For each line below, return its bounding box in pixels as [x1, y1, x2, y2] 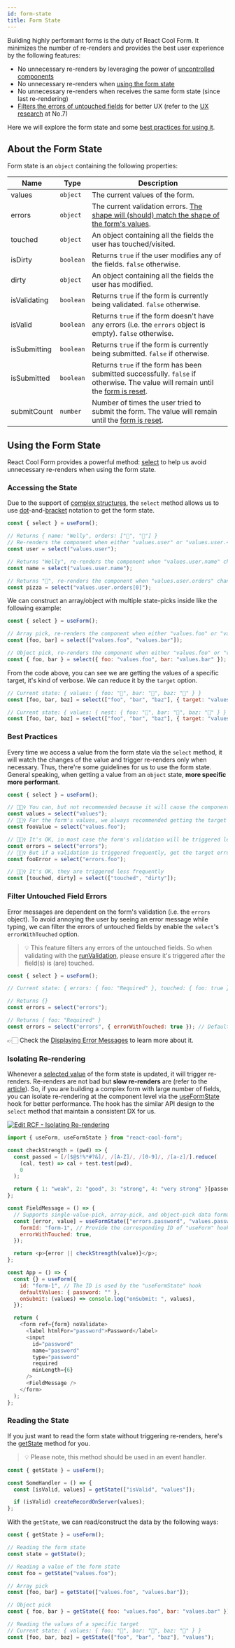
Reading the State [7, 1416, 69, 1426]
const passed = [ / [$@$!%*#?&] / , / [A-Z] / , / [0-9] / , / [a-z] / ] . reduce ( [13, 1153, 218, 1161]
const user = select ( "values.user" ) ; [7, 546, 117, 553]
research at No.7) [17, 109, 68, 118]
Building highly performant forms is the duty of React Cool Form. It [7, 36, 199, 44]
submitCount [10, 407, 54, 417]
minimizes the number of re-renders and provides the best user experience [7, 43, 225, 52]
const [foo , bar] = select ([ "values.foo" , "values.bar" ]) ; [7, 637, 183, 644]
